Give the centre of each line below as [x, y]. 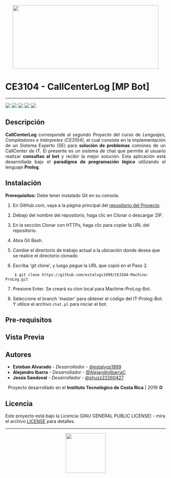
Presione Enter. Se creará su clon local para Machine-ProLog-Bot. [82, 288]
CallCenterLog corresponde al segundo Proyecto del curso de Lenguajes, [85, 135]
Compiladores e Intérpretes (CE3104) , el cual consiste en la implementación [86, 140]
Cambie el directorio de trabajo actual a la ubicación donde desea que [86, 250]
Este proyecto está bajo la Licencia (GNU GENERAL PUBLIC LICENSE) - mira [85, 416]
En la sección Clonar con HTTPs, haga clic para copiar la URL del [81, 225]
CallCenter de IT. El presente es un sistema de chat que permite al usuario [85, 151]
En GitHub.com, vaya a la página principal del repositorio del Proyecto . [87, 205]
